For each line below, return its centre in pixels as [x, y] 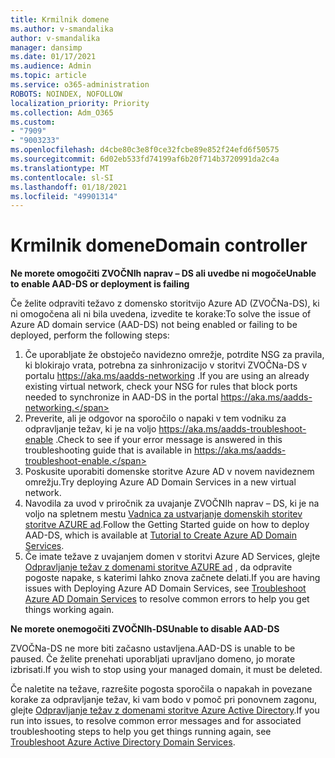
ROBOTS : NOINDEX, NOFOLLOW [66, 94]
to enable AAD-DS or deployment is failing [100, 284]
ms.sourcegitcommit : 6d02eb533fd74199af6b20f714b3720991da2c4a [145, 159]
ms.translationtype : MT [60, 168]
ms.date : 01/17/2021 [53, 57]
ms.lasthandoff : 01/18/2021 [69, 187]
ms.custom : [33, 122]
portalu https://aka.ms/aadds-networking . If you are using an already [167, 376]
